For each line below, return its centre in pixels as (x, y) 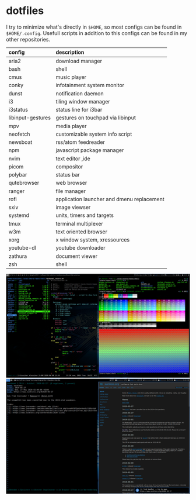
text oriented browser (82, 232)
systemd (19, 215)
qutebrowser (24, 183)
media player (71, 126)
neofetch (19, 134)
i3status (18, 110)
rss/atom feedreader (80, 142)
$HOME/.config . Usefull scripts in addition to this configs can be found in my (97, 33)
